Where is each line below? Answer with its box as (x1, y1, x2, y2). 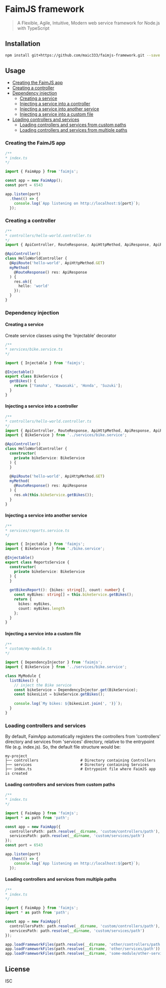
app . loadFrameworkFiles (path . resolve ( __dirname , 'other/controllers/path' (5, 942, 163, 947)
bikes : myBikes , (18, 601, 52, 607)
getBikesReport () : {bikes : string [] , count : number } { (9, 588, 125, 593)
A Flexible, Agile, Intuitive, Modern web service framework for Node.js (17, 20, 160, 26)
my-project (5, 754, 28, 759)
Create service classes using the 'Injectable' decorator (5, 333, 117, 339)
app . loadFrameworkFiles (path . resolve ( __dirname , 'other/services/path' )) (5, 946, 161, 952)
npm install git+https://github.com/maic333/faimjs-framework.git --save (5, 53, 161, 58)
